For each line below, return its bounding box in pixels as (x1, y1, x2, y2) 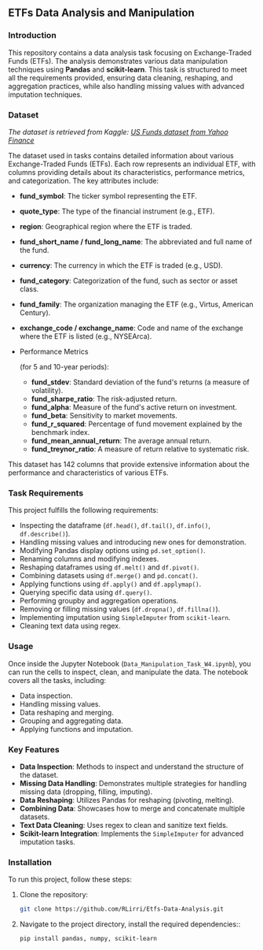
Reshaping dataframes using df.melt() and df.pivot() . (19, 562, 199, 572)
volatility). (31, 385, 64, 395)
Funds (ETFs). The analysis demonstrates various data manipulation (8, 56, 228, 65)
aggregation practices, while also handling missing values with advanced (8, 81, 245, 91)
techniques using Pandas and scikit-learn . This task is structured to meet (8, 65, 247, 74)
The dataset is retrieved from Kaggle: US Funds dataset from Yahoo (8, 127, 229, 136)
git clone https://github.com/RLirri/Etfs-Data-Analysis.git (19, 905, 225, 913)
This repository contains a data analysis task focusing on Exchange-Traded (8, 47, 252, 58)
